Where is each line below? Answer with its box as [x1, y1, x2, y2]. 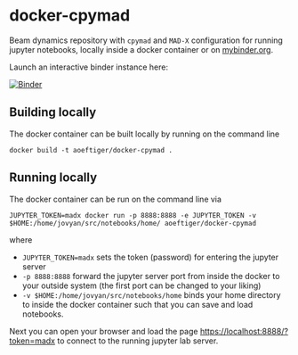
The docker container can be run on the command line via [9, 194, 222, 204]
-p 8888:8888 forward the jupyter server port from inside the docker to [21, 270, 280, 281]
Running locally [9, 170, 98, 186]
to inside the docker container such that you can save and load [21, 299, 254, 310]
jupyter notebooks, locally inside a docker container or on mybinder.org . [9, 44, 274, 54]
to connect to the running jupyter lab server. [57, 335, 219, 346]
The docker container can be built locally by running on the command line [9, 128, 280, 139]
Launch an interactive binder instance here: [9, 62, 169, 72]
